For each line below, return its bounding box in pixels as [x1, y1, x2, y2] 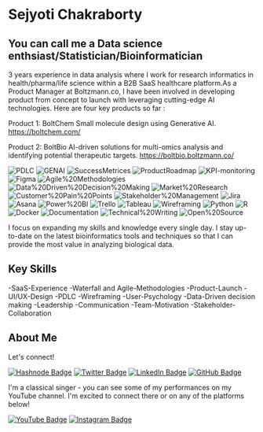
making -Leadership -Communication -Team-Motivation [8, 300, 189, 309]
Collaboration [8, 308, 52, 318]
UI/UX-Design [8, 291, 53, 301]
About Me [8, 331, 57, 345]
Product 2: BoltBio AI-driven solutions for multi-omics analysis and [8, 142, 224, 151]
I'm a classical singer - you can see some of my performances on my [8, 382, 232, 392]
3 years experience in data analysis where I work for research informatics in [8, 70, 254, 79]
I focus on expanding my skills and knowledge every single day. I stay [8, 223, 234, 232]
